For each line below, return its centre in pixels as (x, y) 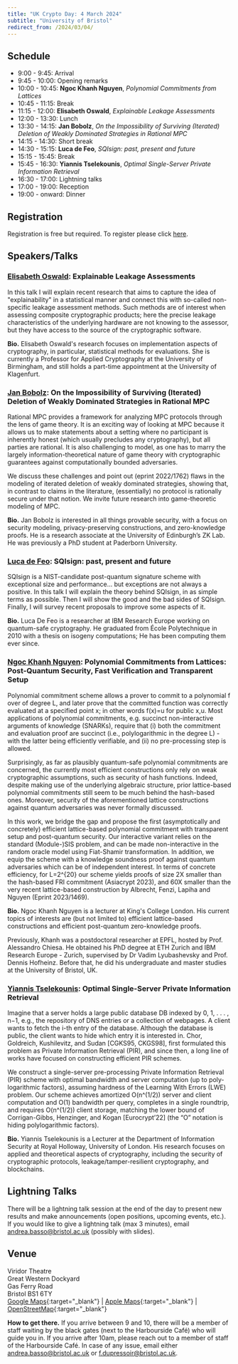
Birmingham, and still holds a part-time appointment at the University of (112, 366)
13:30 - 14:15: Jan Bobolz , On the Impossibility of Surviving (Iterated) (119, 126)
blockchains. (26, 1169)
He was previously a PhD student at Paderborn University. (92, 543)
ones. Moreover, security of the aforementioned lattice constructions (108, 800)
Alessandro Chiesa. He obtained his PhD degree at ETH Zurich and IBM (112, 947)
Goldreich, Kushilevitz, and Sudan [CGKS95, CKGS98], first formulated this (117, 1043)
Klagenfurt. (24, 374)
